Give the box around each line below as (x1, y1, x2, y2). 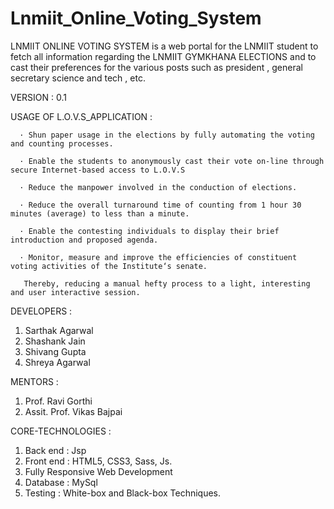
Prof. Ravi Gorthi (24, 395, 93, 407)
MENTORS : (10, 375, 59, 387)
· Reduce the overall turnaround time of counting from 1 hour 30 (19, 200, 302, 210)
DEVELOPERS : (10, 305, 73, 317)
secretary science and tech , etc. (10, 72, 146, 84)
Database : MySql (24, 476, 98, 488)
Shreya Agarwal (24, 356, 91, 368)
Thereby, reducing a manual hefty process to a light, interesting (23, 278, 311, 289)
